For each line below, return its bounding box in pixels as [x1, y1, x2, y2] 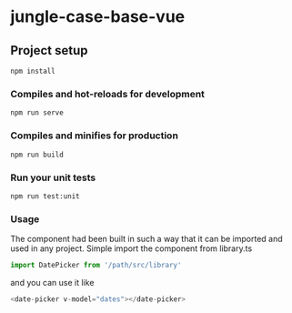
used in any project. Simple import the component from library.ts [10, 243, 253, 254]
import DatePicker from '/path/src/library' [10, 261, 182, 270]
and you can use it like [10, 278, 95, 288]
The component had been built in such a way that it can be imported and [10, 234, 283, 245]
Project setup [10, 43, 89, 58]
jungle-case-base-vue [10, 6, 186, 27]
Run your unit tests [10, 171, 96, 184]
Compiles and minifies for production [10, 129, 178, 142]
